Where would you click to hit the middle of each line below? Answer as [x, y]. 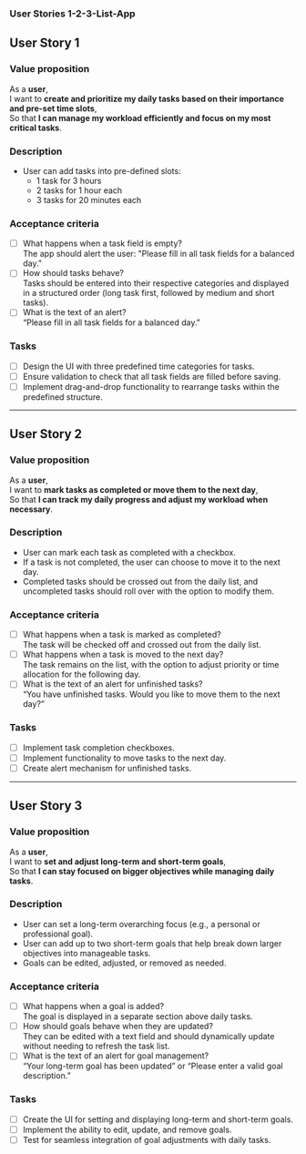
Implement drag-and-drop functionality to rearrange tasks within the [151, 386]
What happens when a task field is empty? [102, 243]
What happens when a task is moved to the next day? [123, 655]
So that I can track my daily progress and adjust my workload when [139, 499]
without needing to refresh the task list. [96, 1047]
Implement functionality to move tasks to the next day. [124, 758]
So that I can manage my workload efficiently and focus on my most [140, 117]
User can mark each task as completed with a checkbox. [129, 552]
